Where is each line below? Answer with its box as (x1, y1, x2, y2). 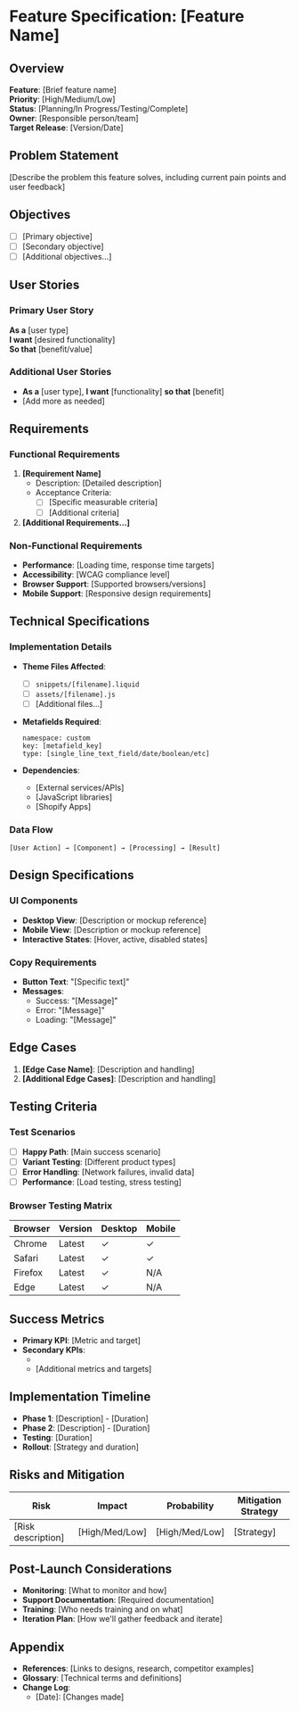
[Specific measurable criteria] (48, 497, 158, 508)
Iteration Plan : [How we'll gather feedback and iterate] (21, 1614, 223, 1624)
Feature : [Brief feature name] (9, 85, 117, 95)
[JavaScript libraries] (35, 792, 113, 802)
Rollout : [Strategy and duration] (21, 1441, 140, 1452)
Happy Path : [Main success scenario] (21, 1146, 161, 1157)
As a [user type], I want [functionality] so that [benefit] (21, 386, 225, 396)
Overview (9, 61, 65, 76)
